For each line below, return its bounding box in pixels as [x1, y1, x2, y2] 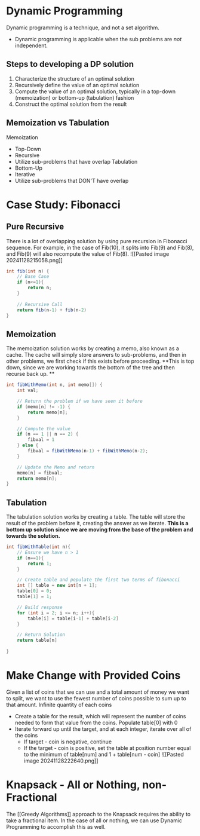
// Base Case [17, 274, 50, 280]
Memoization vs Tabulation [6, 118, 109, 128]
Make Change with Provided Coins [6, 669, 181, 682]
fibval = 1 [27, 437, 55, 443]
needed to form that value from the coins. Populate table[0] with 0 [14, 719, 178, 726]
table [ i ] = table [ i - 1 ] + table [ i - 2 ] [27, 615, 119, 621]
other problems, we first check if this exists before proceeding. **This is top [6, 357, 195, 365]
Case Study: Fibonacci [6, 198, 121, 212]
